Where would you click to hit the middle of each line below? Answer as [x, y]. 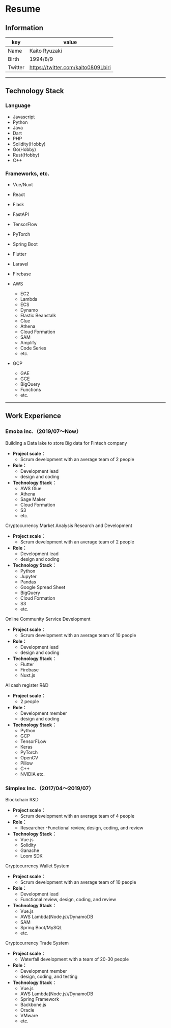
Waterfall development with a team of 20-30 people [75, 959]
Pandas [28, 582]
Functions [31, 389]
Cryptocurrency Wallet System [37, 866]
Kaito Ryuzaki [46, 51]
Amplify [28, 342]
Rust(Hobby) [26, 155]
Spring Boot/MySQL [41, 927]
